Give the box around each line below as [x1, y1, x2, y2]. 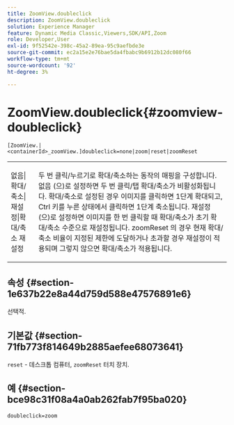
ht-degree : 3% [7, 68, 49, 75]
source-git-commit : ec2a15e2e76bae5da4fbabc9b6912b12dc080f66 [7, 49, 192, 56]
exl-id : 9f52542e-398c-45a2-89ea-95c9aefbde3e [7, 42, 145, 49]
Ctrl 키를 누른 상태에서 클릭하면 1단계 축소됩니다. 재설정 [38, 202, 211, 212]
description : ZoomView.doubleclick [7, 17, 111, 24]
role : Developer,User [7, 36, 70, 43]
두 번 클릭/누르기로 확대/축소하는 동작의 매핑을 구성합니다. [38, 171, 217, 181]
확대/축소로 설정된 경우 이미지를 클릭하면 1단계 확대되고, [48, 192, 223, 202]
